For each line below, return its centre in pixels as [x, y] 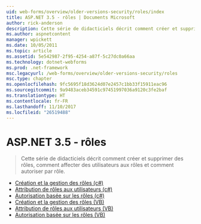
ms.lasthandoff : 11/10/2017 [41, 107]
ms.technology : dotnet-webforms [46, 62]
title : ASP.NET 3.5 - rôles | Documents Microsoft [71, 17]
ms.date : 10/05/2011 [32, 46]
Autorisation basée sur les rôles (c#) [60, 196]
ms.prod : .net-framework [37, 68]
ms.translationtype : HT [36, 95]
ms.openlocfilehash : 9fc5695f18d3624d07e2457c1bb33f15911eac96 [87, 85]
